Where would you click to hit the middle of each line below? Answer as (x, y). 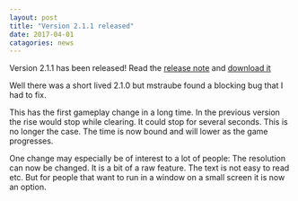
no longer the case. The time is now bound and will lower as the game (139, 132)
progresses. (31, 141)
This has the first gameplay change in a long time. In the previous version (145, 112)
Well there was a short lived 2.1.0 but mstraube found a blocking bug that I (146, 85)
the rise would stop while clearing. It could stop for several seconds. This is (149, 122)
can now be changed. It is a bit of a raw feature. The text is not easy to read (149, 168)
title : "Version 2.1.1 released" (72, 26)
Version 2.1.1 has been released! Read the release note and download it (140, 68)
